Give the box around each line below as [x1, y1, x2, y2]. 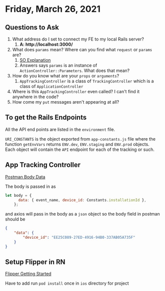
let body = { [5, 193, 32, 198]
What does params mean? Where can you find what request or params [12, 47, 153, 52]
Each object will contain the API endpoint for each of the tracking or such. [5, 146, 155, 152]
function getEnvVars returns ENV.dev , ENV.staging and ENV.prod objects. [5, 141, 150, 147]
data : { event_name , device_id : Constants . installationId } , [18, 197, 147, 203]
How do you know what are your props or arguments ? [12, 73, 119, 78]
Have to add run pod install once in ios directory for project [5, 280, 129, 287]
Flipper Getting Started [5, 271, 52, 277]
